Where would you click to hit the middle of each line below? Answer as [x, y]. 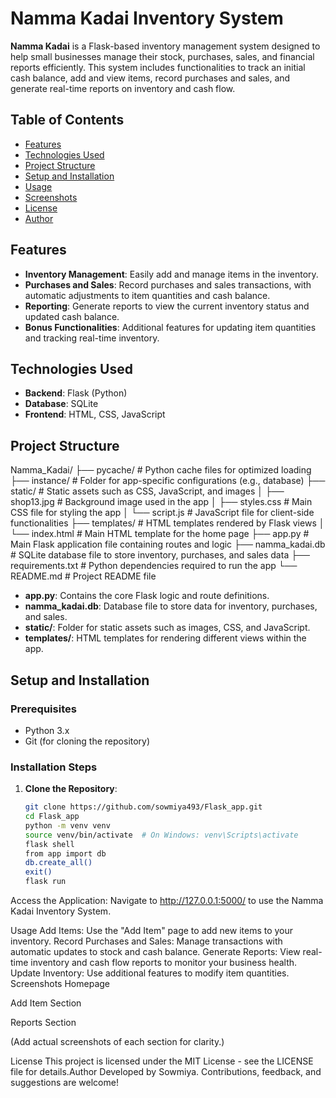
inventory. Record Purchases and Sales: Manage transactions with [146, 941]
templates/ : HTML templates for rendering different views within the [165, 638]
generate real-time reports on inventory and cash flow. [123, 88]
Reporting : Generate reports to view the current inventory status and [167, 306]
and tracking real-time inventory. [92, 338]
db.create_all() [58, 863]
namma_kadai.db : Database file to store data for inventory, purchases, [171, 606]
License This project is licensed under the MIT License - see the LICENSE [162, 1061]
